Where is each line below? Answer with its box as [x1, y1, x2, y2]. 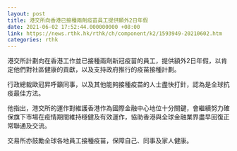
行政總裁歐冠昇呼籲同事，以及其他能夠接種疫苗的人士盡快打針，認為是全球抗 [7, 80, 230, 88]
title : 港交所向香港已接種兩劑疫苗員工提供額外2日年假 [7, 17, 148, 24]
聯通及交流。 [13, 122, 51, 130]
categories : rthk [7, 37, 59, 44]
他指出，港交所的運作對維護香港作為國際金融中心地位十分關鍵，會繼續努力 [7, 104, 224, 112]
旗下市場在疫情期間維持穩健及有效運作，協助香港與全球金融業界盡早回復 [13, 113, 224, 122]
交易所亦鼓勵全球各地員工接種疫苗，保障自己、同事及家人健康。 [7, 136, 193, 145]
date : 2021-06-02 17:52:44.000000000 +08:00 [7, 23, 140, 30]
